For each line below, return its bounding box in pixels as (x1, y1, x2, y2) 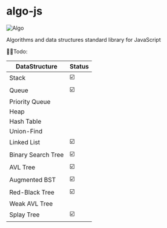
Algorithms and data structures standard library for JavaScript (6, 36, 162, 43)
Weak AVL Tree (9, 199, 53, 207)
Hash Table (9, 117, 42, 126)
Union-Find (9, 127, 43, 135)
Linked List (9, 138, 41, 147)
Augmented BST (9, 176, 56, 184)
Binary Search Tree (9, 150, 64, 159)
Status (69, 62, 90, 70)
